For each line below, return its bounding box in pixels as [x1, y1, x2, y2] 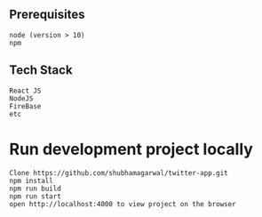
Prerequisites [9, 7, 85, 22]
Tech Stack [9, 62, 73, 78]
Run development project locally [9, 139, 253, 159]
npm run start [9, 191, 62, 201]
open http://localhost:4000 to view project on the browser [9, 199, 237, 208]
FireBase [9, 101, 42, 110]
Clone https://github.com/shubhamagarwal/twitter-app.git [9, 168, 228, 177]
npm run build [9, 184, 62, 193]
